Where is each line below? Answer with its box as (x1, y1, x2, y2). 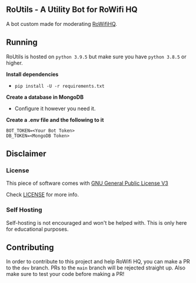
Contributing (6, 242, 54, 252)
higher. (6, 59, 24, 66)
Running (6, 38, 38, 48)
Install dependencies (6, 71, 59, 78)
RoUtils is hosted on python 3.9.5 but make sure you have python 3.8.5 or (6, 53, 187, 60)
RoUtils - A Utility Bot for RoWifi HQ (6, 5, 138, 15)
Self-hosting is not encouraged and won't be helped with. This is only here (6, 219, 187, 226)
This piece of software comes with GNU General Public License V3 (6, 179, 169, 187)
